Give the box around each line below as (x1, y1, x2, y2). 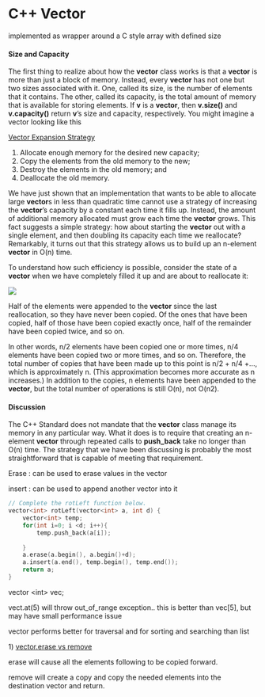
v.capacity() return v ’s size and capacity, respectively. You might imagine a (8, 109, 255, 119)
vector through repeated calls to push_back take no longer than (36, 436, 247, 446)
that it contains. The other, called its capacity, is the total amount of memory (8, 92, 257, 101)
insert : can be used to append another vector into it (8, 484, 178, 493)
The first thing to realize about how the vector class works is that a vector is (8, 67, 258, 76)
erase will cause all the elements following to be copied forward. (8, 657, 218, 666)
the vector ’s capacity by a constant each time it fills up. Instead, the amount (8, 205, 256, 215)
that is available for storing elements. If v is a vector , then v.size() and (8, 101, 237, 110)
